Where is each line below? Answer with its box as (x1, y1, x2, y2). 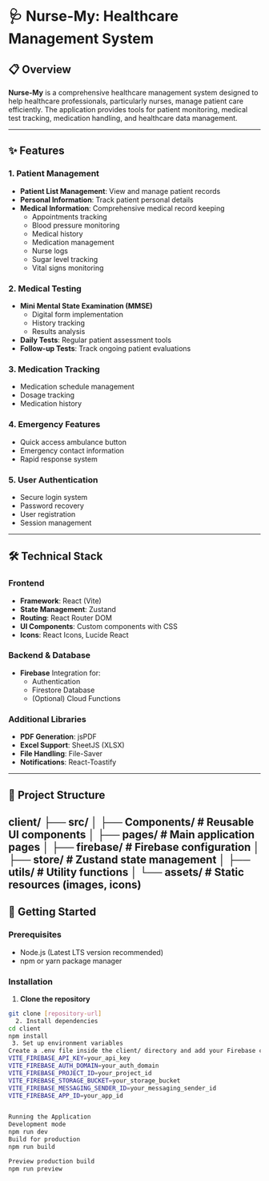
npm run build (8, 1143, 56, 1151)
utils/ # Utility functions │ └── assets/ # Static (8, 865, 244, 879)
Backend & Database (8, 650, 90, 661)
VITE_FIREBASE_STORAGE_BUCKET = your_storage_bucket (8, 1076, 181, 1085)
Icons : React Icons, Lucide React (19, 630, 130, 639)
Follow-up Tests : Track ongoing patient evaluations (19, 343, 191, 353)
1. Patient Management (8, 168, 100, 179)
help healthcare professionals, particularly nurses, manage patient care (8, 96, 244, 106)
